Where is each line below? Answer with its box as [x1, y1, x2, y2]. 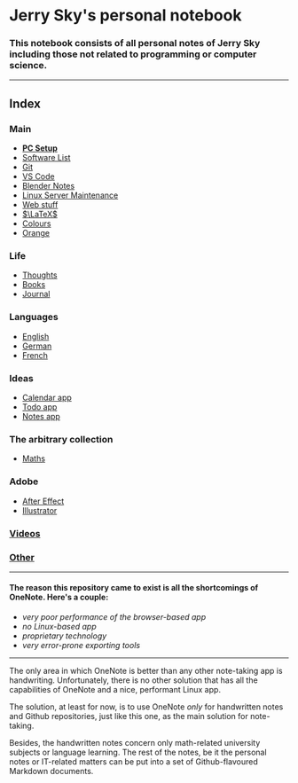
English [21, 331, 50, 341]
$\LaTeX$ [21, 209, 58, 220]
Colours [21, 218, 51, 229]
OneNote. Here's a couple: [9, 591, 109, 603]
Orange [21, 228, 51, 239]
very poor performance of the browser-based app [21, 612, 207, 622]
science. [9, 59, 47, 72]
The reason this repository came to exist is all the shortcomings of [9, 583, 259, 593]
